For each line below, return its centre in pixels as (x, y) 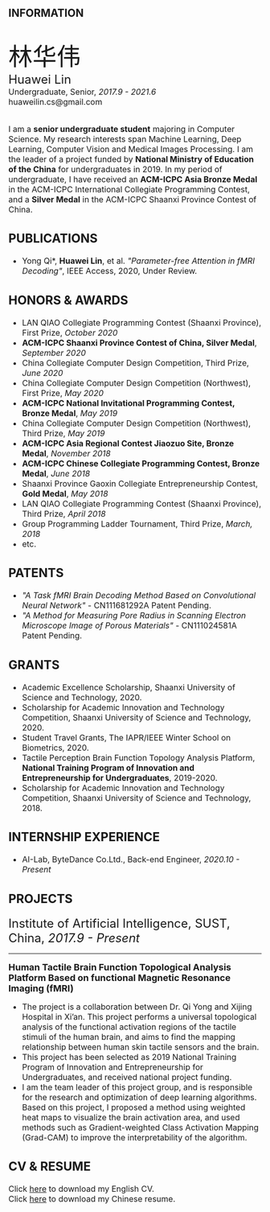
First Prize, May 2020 (63, 393)
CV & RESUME (49, 1167)
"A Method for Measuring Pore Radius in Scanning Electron (134, 616)
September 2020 (54, 352)
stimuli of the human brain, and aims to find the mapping (129, 1037)
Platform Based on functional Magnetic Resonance (120, 977)
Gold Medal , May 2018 (65, 493)
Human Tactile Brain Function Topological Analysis (120, 967)
